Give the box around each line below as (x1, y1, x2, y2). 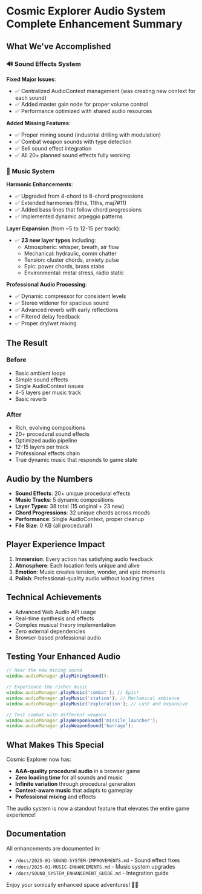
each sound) (15, 94, 47, 101)
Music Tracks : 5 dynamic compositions (15, 496, 114, 503)
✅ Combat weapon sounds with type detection (15, 138, 132, 145)
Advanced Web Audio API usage (15, 608, 97, 615)
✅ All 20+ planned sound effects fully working (15, 151, 131, 158)
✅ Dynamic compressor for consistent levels (15, 293, 126, 300)
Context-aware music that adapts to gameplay (15, 787, 133, 794)
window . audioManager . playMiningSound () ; (6, 673, 110, 679)
